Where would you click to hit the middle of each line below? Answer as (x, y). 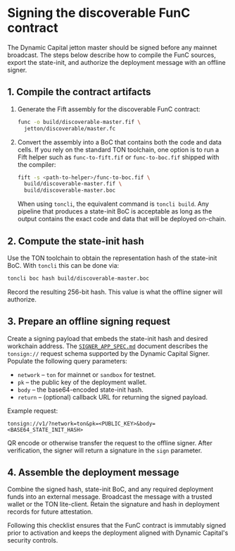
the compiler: (37, 164)
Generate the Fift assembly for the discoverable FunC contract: (109, 109)
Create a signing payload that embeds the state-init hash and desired (108, 338)
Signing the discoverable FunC (99, 13)
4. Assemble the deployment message (93, 472)
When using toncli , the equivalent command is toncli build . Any (113, 204)
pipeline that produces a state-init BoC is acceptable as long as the (115, 211)
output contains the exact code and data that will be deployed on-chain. (122, 219)
